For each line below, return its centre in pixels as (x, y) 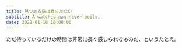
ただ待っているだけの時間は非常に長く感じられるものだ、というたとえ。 (93, 39)
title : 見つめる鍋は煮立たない (39, 11)
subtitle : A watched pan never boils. (53, 17)
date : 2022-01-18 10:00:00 (39, 22)
